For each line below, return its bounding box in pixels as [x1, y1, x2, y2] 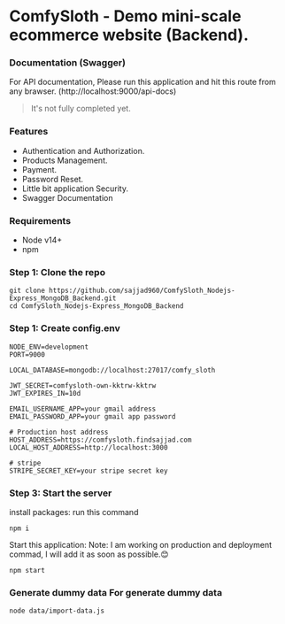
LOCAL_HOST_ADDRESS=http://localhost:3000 [9, 443, 168, 452]
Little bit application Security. [21, 183, 128, 194]
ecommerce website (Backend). [9, 25, 250, 45]
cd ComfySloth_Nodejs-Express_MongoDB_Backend [9, 302, 184, 311]
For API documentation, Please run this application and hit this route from [9, 77, 276, 88]
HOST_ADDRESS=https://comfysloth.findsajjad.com [9, 435, 192, 444]
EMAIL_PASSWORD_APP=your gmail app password [9, 412, 176, 421]
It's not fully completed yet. [30, 104, 131, 114]
